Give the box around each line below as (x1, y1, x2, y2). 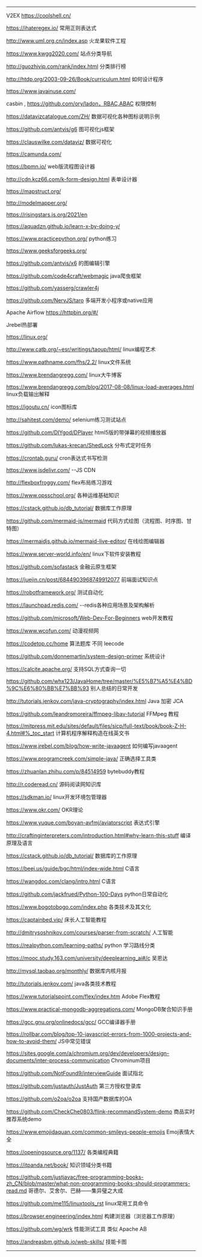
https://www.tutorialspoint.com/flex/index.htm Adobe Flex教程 (6, 993, 161, 1000)
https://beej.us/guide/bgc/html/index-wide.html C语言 (6, 865, 140, 872)
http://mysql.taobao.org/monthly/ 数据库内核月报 (6, 967, 127, 974)
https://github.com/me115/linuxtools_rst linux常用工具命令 (6, 1200, 148, 1207)
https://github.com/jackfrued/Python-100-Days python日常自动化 (6, 890, 168, 898)
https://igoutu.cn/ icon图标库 (6, 403, 78, 410)
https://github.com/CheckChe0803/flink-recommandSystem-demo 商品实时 (6, 1108, 195, 1115)
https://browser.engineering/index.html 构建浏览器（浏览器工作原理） (6, 1212, 179, 1220)
